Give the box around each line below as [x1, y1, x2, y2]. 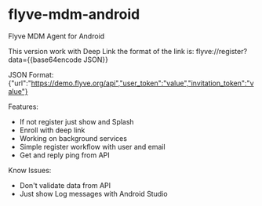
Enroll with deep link [19, 125, 86, 135]
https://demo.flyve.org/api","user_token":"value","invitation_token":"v [31, 78, 254, 88]
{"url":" [8, 78, 31, 88]
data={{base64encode [8, 55, 82, 64]
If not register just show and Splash [19, 117, 135, 126]
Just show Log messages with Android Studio [19, 189, 168, 198]
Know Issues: [8, 165, 52, 175]
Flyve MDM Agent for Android [8, 31, 105, 41]
